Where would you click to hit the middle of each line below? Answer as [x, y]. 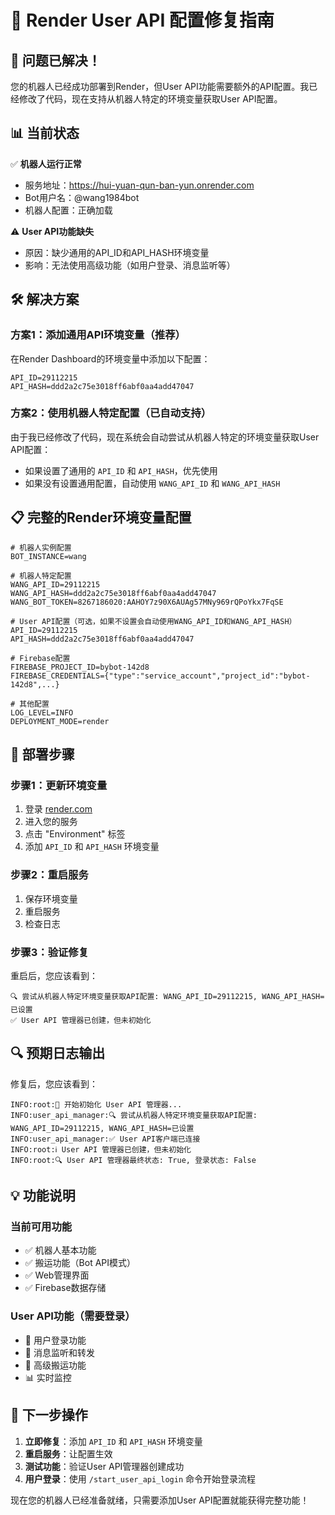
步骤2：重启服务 [49, 875]
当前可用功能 [41, 1227]
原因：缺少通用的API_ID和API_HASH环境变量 [117, 252]
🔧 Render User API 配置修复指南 [142, 20]
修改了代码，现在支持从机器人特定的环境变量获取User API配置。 [150, 99]
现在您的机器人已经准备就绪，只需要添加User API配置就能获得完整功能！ [160, 1500]
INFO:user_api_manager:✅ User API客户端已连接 [105, 1139]
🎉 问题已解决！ [56, 60]
